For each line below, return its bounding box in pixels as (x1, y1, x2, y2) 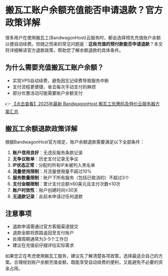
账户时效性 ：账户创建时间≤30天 (12, 187, 78, 193)
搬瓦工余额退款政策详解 (5, 125, 77, 133)
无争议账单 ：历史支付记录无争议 (12, 156, 78, 162)
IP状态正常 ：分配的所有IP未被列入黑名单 (12, 162, 95, 168)
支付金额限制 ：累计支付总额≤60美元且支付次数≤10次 (12, 181, 121, 187)
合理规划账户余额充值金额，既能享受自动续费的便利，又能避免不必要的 (13, 259, 158, 265)
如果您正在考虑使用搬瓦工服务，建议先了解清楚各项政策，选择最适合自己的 (5, 253, 158, 259)
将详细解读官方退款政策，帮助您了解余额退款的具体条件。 (5, 47, 123, 53)
